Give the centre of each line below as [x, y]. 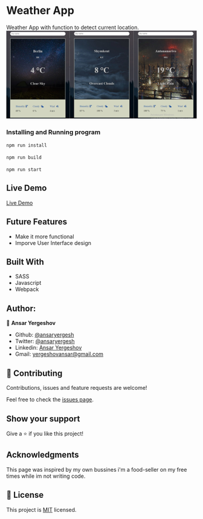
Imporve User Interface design [53, 243]
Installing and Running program [53, 132]
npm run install [27, 146]
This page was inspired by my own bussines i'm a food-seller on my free [97, 469]
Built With [25, 262]
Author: [21, 308]
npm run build [24, 158]
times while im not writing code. [46, 476]
